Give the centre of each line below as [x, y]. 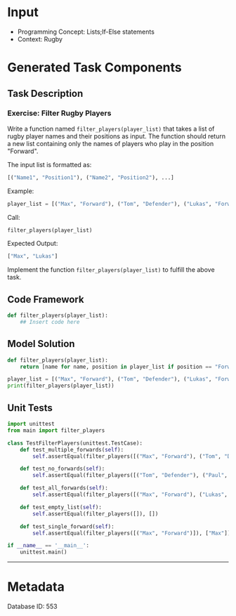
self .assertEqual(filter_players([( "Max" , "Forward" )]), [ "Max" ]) [132, 533]
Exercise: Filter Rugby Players [59, 113]
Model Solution [41, 344]
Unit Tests [30, 408]
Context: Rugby [40, 39]
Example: [21, 191]
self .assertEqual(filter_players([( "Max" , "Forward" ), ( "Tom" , [127, 456]
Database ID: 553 [32, 607]
